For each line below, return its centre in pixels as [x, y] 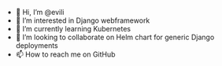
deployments [37, 46]
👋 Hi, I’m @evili [40, 12]
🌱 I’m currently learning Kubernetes [73, 29]
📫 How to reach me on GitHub [65, 54]
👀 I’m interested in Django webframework [83, 20]
